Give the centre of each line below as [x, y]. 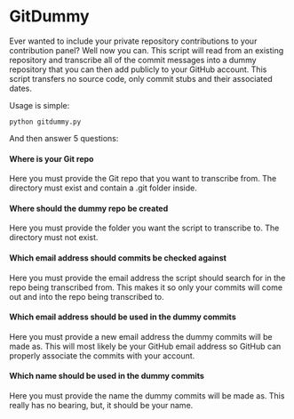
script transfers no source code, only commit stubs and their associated [141, 78]
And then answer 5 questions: [64, 138]
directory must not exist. [54, 238]
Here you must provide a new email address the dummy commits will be [141, 336]
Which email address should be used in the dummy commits [123, 317]
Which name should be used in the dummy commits [107, 376]
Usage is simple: [40, 105]
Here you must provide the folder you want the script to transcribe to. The [144, 228]
